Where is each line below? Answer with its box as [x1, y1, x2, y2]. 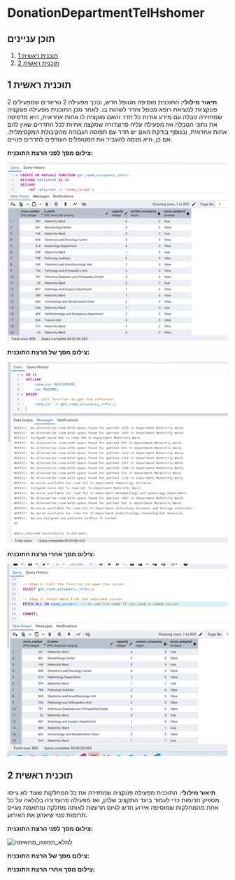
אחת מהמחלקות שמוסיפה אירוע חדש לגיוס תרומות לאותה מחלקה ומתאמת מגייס [7, 803, 219, 811]
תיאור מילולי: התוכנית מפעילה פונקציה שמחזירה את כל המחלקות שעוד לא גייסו [7, 788, 216, 797]
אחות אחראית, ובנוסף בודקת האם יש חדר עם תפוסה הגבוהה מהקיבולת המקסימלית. [7, 128, 227, 136]
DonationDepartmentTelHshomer [7, 5, 205, 21]
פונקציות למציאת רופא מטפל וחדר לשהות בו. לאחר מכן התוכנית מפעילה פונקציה [7, 105, 218, 114]
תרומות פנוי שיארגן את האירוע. [7, 811, 87, 819]
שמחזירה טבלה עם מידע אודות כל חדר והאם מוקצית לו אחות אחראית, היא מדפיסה [7, 112, 222, 121]
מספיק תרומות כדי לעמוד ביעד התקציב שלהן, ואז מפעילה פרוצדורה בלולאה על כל [7, 795, 220, 804]
